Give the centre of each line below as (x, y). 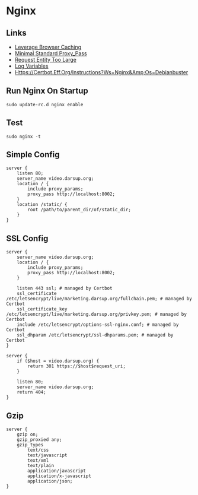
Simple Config (33, 155)
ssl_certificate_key (42, 309)
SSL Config (27, 238)
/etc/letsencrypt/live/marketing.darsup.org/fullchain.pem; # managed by (99, 299)
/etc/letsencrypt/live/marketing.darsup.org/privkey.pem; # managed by (96, 315)
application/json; (50, 481)
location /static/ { (42, 205)
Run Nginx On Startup (47, 91)
